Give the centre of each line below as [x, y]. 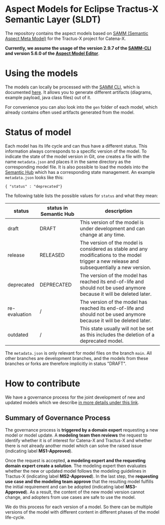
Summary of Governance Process [58, 418]
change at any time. [102, 235]
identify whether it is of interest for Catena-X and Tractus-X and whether [79, 440]
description [119, 211]
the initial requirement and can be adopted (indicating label [65, 486]
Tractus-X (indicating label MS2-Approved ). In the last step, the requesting [82, 476]
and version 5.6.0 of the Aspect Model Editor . [52, 53]
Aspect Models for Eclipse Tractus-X [82, 9]
